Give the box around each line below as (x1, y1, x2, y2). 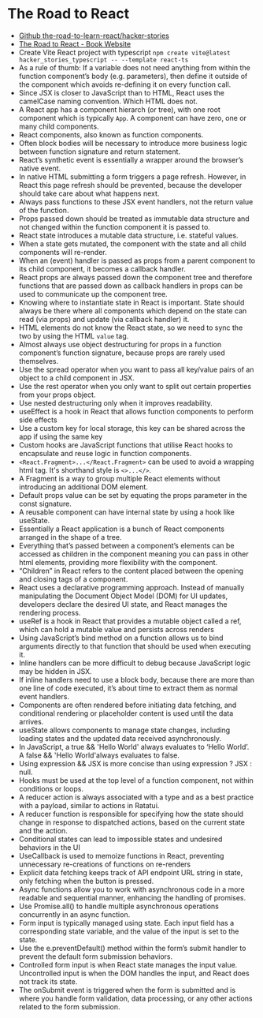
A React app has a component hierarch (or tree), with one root (18, 104, 221, 114)
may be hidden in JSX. (18, 666, 92, 676)
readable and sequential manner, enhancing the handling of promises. (18, 893, 246, 902)
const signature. (18, 499, 72, 508)
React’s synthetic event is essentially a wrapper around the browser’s (18, 155, 244, 164)
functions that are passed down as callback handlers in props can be (18, 281, 243, 290)
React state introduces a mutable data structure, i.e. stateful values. (18, 230, 239, 240)
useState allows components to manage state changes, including (18, 725, 231, 735)
